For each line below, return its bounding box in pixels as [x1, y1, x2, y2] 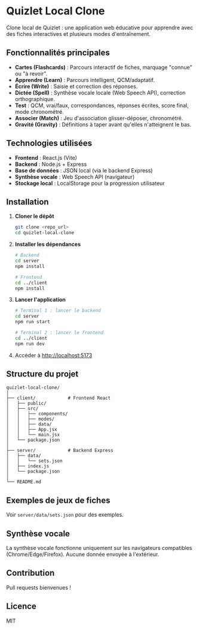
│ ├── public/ [6, 400, 47, 406]
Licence [6, 601, 37, 612]
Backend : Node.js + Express [14, 160, 87, 168]
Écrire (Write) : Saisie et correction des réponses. [14, 83, 138, 90]
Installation [6, 196, 49, 207]
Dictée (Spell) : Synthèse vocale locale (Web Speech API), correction [14, 89, 186, 96]
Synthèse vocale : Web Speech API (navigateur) [14, 173, 135, 180]
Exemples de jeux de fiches [6, 495, 111, 505]
